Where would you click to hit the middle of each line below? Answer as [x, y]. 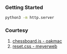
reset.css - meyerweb [35, 47]
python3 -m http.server [30, 18]
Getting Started [24, 7]
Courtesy [17, 30]
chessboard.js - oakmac [37, 41]
